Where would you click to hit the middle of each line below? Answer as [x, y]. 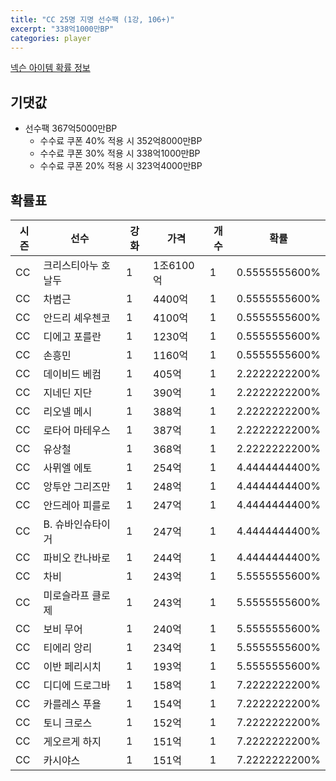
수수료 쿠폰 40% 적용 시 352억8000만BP [121, 141]
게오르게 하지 [72, 741]
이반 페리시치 [72, 666]
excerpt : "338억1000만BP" [62, 29]
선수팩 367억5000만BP [71, 128]
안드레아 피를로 [77, 505]
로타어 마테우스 [77, 430]
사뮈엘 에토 [68, 468]
